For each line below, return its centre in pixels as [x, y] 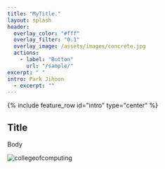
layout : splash [29, 20]
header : [19, 27]
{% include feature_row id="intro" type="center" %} [83, 105]
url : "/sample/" [49, 66]
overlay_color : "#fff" [47, 33]
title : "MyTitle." [34, 14]
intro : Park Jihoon [36, 79]
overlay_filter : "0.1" [47, 40]
